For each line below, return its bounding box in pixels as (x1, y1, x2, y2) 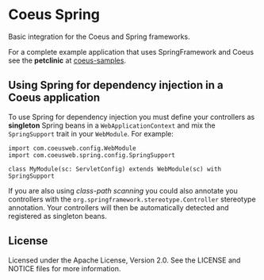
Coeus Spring (8, 6, 101, 24)
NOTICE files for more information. (8, 263, 121, 273)
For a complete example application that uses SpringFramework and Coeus (8, 47, 254, 56)
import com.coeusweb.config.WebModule (8, 144, 136, 152)
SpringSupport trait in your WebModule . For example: (8, 128, 174, 138)
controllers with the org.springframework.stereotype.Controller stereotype (8, 194, 256, 204)
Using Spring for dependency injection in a (8, 79, 224, 92)
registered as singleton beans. (8, 211, 107, 221)
